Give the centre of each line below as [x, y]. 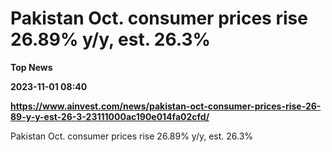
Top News [31, 67]
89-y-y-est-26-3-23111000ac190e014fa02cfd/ [110, 116]
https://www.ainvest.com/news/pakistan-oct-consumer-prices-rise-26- [166, 106]
